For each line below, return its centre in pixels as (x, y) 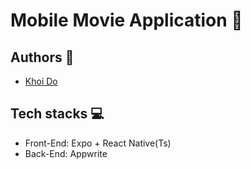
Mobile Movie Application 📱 (126, 20)
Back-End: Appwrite (66, 153)
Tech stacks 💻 (57, 114)
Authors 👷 (42, 57)
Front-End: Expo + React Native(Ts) (98, 143)
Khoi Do (41, 81)
